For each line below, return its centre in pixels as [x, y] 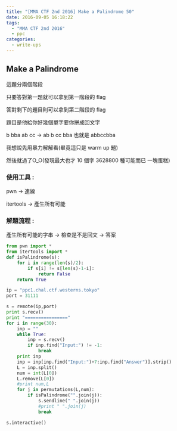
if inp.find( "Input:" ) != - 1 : [65, 345]
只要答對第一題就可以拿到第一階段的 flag [56, 97]
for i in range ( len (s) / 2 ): [50, 263]
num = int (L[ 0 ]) [37, 373]
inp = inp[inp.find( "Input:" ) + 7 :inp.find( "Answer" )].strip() [94, 362]
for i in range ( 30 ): [32, 323]
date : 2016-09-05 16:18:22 [40, 17]
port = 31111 [22, 296]
